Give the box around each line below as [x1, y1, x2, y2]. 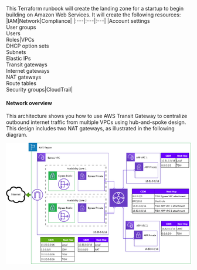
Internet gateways [6, 67, 50, 74]
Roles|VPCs [6, 36, 35, 43]
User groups [6, 23, 36, 31]
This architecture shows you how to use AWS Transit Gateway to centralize [6, 113, 188, 120]
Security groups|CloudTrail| [6, 86, 73, 93]
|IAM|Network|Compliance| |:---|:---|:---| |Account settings [6, 18, 151, 24]
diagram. [6, 131, 28, 139]
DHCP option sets [6, 42, 49, 49]
